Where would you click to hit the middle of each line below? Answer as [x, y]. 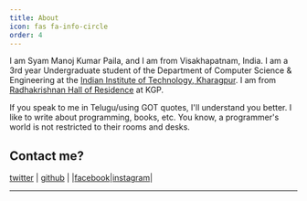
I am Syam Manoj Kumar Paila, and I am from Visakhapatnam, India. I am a [149, 61]
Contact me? [47, 156]
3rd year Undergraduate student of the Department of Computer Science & [151, 70]
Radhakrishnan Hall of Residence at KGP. [87, 90]
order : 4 [26, 35]
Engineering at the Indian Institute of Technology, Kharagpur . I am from [143, 80]
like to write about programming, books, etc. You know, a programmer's [144, 117]
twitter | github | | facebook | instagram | [81, 178]
